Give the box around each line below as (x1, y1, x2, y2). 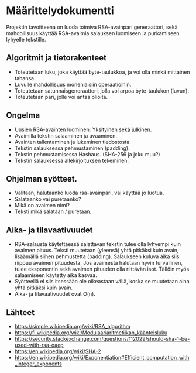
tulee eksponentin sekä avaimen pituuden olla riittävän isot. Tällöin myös (14, 265, 190, 273)
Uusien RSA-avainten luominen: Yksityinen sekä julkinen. (14, 126, 152, 133)
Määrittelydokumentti (6, 4, 114, 18)
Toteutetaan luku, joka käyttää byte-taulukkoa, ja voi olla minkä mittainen (14, 69, 190, 76)
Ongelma (6, 110, 40, 121)
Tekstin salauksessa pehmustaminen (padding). (14, 145, 130, 152)
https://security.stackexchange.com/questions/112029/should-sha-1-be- (14, 336, 190, 342)
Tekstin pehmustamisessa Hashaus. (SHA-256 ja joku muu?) (14, 150, 160, 158)
